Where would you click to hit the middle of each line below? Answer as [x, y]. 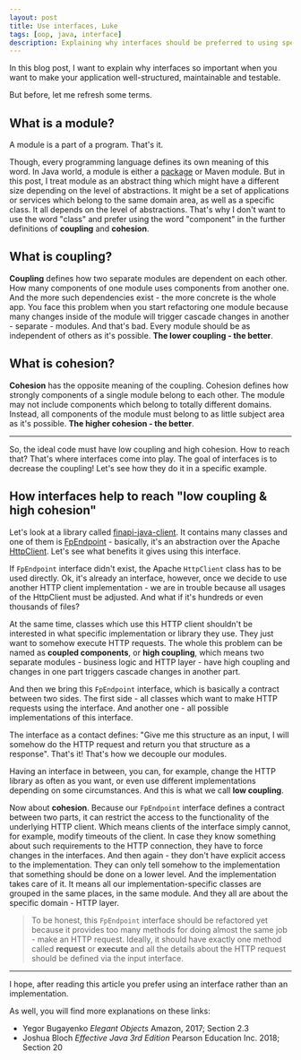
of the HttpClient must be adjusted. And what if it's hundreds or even [137, 597]
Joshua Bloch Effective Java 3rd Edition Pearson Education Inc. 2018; [151, 1038]
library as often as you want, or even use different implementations [133, 780]
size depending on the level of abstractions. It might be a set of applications [149, 191]
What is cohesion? [62, 364]
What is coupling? [61, 257]
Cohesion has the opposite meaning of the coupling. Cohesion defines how [149, 385]
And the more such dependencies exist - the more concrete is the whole [143, 297]
